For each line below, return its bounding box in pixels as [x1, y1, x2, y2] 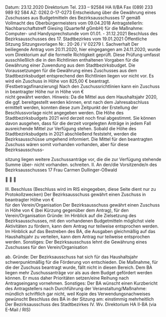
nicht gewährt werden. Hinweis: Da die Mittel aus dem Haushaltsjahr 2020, [5, 94, 158, 100]
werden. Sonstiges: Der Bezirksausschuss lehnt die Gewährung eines [5, 239, 147, 245]
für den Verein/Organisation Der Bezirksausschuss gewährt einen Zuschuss [5, 202, 160, 208]
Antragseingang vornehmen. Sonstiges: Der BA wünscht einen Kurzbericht [5, 280, 158, 286]
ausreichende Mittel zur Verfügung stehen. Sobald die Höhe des [5, 126, 136, 131]
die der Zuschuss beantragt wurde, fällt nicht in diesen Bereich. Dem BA [5, 264, 153, 270]
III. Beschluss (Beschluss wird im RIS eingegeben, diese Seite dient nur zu [5, 186, 156, 192]
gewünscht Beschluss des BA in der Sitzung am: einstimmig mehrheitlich [5, 296, 154, 302]
